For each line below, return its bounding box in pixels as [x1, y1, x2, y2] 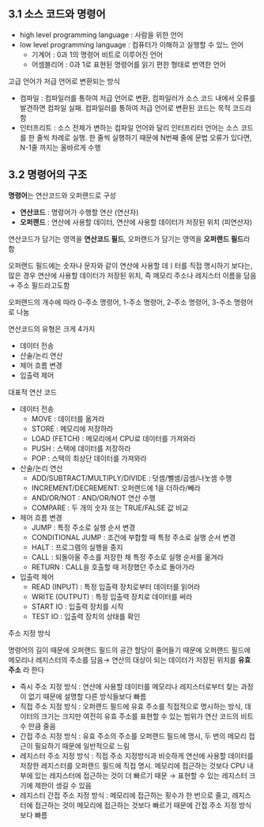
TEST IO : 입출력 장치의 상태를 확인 [31, 611, 141, 621]
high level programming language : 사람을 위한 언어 [19, 30, 184, 40]
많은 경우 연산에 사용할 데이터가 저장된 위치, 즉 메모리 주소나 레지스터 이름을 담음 [8, 270, 257, 280]
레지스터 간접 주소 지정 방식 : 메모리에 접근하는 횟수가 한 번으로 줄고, [19, 790, 231, 800]
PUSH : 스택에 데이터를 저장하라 [31, 444, 131, 453]
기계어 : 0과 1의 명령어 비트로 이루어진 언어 [31, 50, 164, 59]
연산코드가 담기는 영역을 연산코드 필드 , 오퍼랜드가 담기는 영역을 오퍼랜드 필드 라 [8, 234, 251, 244]
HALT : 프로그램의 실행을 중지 [31, 542, 123, 552]
